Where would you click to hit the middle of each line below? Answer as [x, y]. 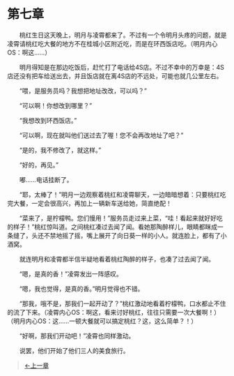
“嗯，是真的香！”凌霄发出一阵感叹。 [71, 273]
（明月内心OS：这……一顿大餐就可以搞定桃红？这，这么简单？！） [102, 321]
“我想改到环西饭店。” [48, 120]
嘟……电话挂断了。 [46, 179]
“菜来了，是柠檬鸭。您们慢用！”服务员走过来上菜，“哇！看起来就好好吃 [121, 218]
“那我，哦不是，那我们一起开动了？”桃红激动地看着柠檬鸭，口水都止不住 [123, 303]
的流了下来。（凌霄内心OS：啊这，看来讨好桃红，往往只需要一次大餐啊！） [114, 312]
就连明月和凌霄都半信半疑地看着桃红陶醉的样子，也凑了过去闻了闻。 [117, 259]
